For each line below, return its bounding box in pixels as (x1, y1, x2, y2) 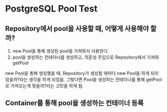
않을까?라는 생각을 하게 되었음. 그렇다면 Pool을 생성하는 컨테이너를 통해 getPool (5, 76, 162, 82)
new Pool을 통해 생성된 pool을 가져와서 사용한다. (12, 48, 109, 54)
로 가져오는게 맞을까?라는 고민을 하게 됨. (5, 83, 84, 88)
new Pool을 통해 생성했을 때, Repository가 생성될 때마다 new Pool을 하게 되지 (5, 70, 159, 76)
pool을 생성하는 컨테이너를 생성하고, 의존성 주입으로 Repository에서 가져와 (12, 54, 159, 60)
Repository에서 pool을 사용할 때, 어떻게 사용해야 (5, 24, 149, 33)
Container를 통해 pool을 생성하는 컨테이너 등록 (5, 99, 144, 107)
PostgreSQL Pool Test (5, 3, 98, 15)
